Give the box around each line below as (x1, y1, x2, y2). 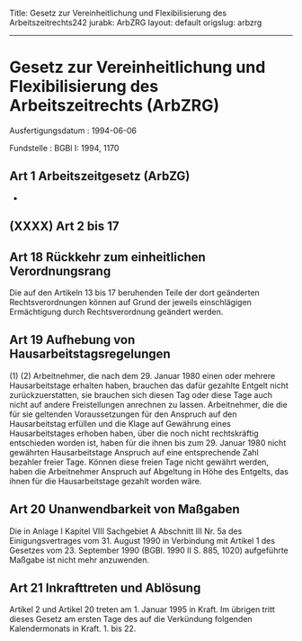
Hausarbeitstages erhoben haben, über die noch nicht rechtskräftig (9, 428, 259, 438)
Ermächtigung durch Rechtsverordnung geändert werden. (9, 306, 224, 317)
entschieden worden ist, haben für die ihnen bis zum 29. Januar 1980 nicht (9, 437, 287, 448)
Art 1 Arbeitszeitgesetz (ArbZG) (9, 168, 191, 184)
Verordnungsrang (9, 263, 111, 278)
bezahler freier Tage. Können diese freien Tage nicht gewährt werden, (9, 456, 270, 467)
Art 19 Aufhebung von (9, 332, 136, 348)
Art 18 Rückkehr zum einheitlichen (9, 249, 207, 265)
